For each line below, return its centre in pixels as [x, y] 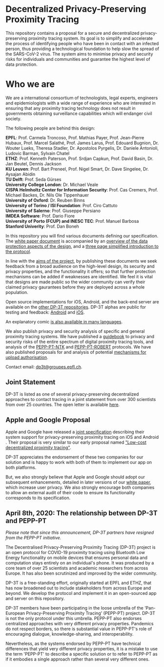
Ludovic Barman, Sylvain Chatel [38, 153]
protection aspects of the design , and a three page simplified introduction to [82, 246]
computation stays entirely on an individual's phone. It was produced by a [80, 563]
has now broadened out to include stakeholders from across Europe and [78, 588]
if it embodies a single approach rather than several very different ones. [78, 659]
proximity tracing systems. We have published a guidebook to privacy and [80, 336]
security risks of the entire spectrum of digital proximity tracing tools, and [79, 342]
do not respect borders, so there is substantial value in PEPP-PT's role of [79, 629]
